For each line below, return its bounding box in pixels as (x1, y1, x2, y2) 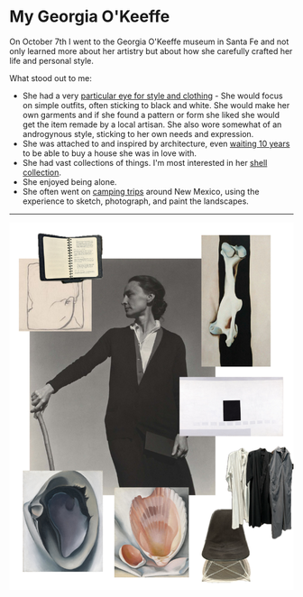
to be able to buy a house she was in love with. (22, 147, 197, 159)
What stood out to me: (9, 72, 93, 83)
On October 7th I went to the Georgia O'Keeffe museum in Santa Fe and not (9, 36, 289, 47)
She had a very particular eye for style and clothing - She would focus (22, 90, 283, 101)
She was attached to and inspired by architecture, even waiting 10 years (22, 138, 290, 149)
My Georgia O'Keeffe (9, 6, 170, 27)
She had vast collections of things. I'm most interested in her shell (22, 157, 268, 168)
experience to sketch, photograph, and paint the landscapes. (22, 196, 250, 207)
